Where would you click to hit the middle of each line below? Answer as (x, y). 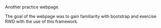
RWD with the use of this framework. (42, 21)
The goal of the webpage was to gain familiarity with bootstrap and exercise (81, 16)
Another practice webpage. (32, 7)
